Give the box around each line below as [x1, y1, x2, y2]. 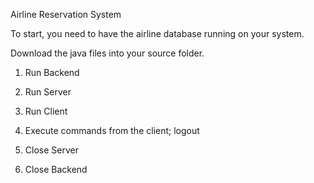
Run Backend [24, 67, 80, 78]
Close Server [24, 144, 79, 156]
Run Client [24, 105, 68, 117]
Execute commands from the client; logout [24, 125, 200, 136]
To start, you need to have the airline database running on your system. [10, 28, 305, 39]
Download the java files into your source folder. [10, 47, 205, 59]
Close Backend [24, 164, 88, 175]
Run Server [24, 86, 72, 98]
